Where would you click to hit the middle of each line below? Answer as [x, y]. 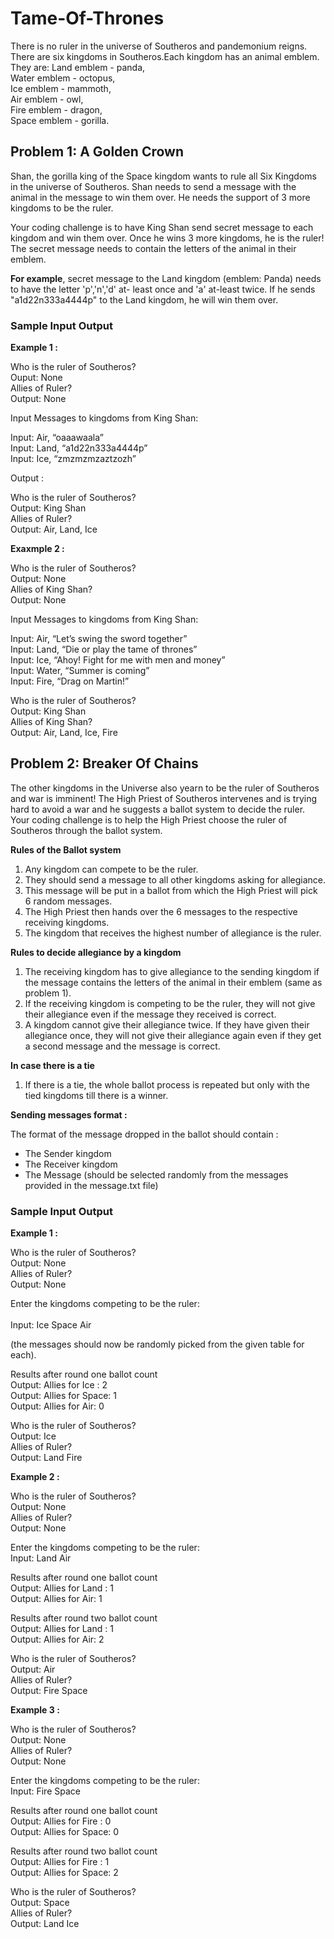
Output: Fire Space [49, 1691]
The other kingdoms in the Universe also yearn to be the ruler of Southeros [165, 788]
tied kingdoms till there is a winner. [96, 1095]
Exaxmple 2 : [37, 549]
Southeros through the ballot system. [86, 830]
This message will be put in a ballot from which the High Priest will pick [171, 890]
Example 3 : [35, 1710]
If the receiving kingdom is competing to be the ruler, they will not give [170, 1003]
